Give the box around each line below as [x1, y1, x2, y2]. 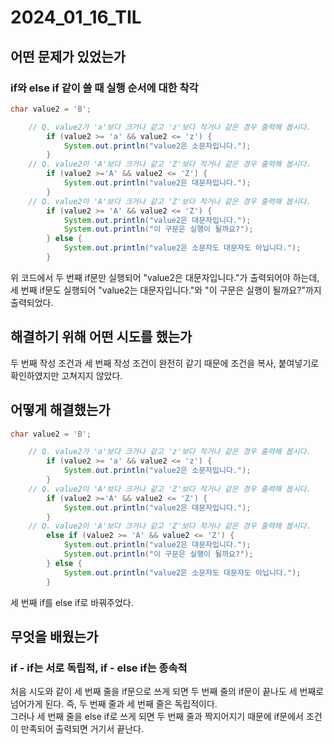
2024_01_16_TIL [10, 6, 142, 29]
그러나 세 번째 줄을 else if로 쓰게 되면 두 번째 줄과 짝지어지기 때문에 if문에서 [10, 711, 304, 723]
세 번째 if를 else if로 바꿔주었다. [10, 596, 134, 608]
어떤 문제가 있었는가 [10, 48, 126, 65]
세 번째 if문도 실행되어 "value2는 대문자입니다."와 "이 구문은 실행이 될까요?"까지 [10, 284, 322, 296]
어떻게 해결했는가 [10, 402, 111, 419]
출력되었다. [10, 296, 54, 308]
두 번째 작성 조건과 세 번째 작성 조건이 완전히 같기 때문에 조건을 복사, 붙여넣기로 [10, 357, 320, 369]
